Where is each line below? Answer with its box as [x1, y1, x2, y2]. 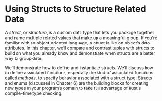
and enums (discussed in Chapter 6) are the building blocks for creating [5, 80, 149, 86]
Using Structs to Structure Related [5, 3, 146, 14]
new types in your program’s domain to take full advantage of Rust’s [5, 85, 141, 91]
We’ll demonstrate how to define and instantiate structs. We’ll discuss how [5, 64, 154, 71]
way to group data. [5, 55, 43, 61]
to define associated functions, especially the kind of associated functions [5, 70, 154, 75]
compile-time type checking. [5, 90, 63, 96]
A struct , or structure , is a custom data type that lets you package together [5, 29, 154, 35]
